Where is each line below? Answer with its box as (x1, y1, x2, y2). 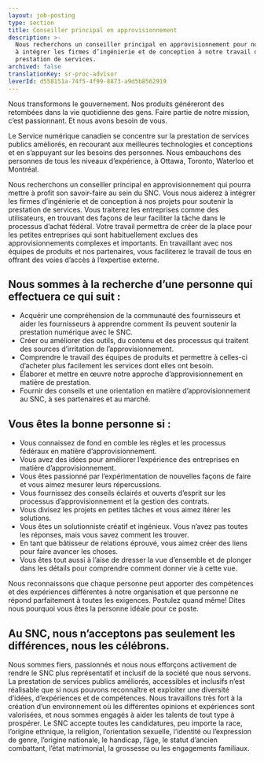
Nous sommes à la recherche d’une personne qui (8, 277, 253, 291)
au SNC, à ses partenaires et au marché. (19, 394, 151, 404)
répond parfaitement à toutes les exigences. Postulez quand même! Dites (8, 596, 246, 605)
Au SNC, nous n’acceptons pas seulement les (8, 626, 236, 640)
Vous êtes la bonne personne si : (8, 417, 171, 430)
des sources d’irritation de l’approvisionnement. (19, 344, 174, 354)
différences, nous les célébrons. (8, 639, 170, 652)
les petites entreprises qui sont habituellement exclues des (8, 230, 199, 239)
